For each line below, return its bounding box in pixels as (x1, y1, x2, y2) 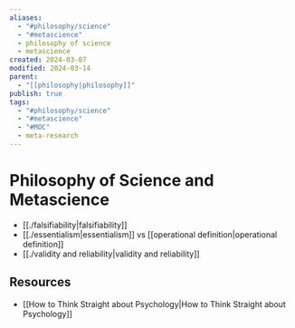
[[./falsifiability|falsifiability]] (22, 219, 128, 230)
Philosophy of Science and (9, 170, 214, 191)
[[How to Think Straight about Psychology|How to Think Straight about (22, 298, 287, 309)
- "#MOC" (17, 123, 51, 132)
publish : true (9, 89, 63, 98)
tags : (9, 97, 30, 107)
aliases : (9, 13, 43, 23)
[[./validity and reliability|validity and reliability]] (22, 248, 201, 259)
